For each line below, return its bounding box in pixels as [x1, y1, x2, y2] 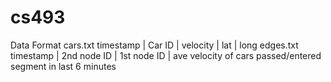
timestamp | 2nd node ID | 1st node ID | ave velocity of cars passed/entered [10, 49, 322, 61]
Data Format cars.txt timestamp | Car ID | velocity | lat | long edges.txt [10, 39, 299, 51]
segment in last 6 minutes [10, 60, 117, 72]
